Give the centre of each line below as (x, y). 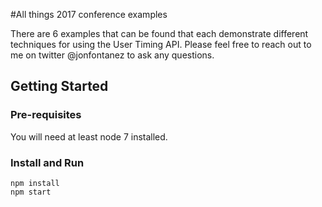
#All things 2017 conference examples (89, 14)
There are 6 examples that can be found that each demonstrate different (159, 33)
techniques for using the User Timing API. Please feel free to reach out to (161, 44)
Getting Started (59, 86)
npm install (35, 183)
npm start (31, 192)
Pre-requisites (46, 115)
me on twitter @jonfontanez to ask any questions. (112, 55)
